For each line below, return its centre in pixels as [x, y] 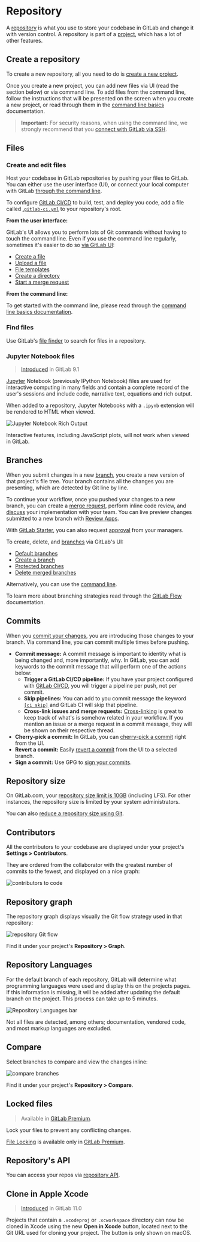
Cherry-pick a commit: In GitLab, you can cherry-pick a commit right [100, 736]
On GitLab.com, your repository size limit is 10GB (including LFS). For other [99, 795]
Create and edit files [36, 165]
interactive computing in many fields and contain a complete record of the [98, 387]
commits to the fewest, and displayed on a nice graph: [73, 871]
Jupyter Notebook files [40, 356]
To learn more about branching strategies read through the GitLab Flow [94, 596]
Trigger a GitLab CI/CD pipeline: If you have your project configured [108, 679]
